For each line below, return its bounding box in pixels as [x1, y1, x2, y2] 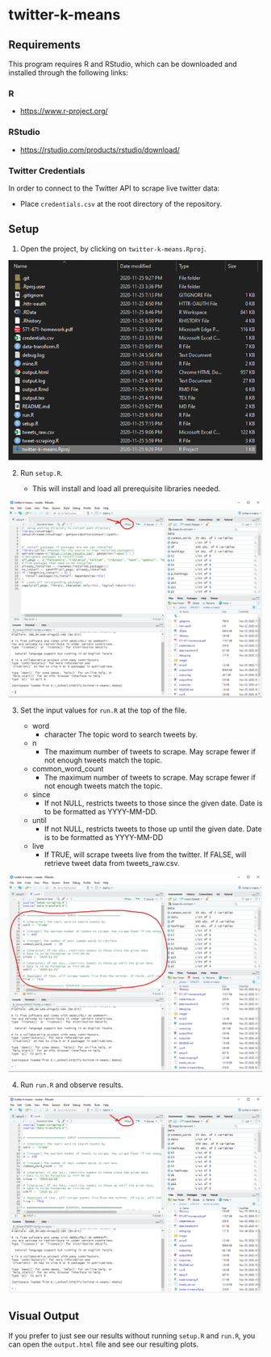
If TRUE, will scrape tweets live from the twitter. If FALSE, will [44, 850, 247, 859]
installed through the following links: [8, 68, 129, 78]
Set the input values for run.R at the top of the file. [19, 705, 187, 715]
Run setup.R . [19, 468, 63, 478]
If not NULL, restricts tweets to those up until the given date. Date [44, 824, 262, 834]
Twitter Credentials [8, 165, 86, 176]
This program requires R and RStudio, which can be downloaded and [8, 59, 238, 69]
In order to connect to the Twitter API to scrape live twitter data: [8, 183, 220, 193]
